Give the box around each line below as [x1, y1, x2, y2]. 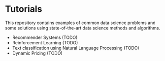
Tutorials [5, 3, 42, 15]
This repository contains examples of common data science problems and [5, 20, 156, 26]
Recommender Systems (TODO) [12, 34, 78, 40]
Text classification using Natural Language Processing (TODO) [12, 45, 139, 51]
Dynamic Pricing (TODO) [12, 50, 63, 56]
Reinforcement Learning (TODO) [12, 39, 78, 45]
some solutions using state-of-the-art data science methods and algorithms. [5, 25, 161, 30]
